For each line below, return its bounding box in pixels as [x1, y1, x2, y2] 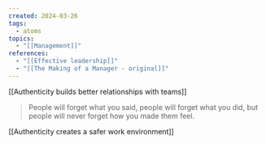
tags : [8, 19, 27, 28]
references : [8, 49, 49, 57]
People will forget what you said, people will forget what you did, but [28, 102, 259, 112]
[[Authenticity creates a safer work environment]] [8, 126, 175, 136]
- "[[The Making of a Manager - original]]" [15, 65, 169, 73]
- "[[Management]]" [15, 42, 82, 50]
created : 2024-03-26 [8, 11, 79, 20]
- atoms [15, 27, 42, 35]
